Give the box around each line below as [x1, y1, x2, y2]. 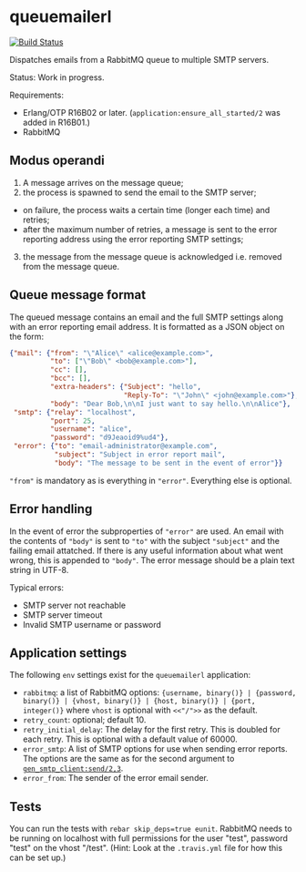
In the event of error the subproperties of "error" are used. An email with [9, 526, 284, 537]
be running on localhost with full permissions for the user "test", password [9, 833, 289, 844]
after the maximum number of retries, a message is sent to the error [22, 223, 278, 234]
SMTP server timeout [22, 609, 103, 621]
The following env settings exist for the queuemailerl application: [9, 670, 251, 681]
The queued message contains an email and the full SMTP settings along [9, 312, 284, 323]
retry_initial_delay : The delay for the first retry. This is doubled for [22, 724, 280, 735]
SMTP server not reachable [22, 600, 126, 610]
